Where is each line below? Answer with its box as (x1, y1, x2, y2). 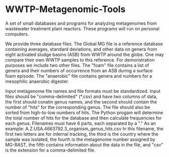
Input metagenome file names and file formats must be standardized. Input (5, 88, 160, 94)
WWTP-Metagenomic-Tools (5, 4, 126, 15)
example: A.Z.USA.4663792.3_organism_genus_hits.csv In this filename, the (5, 125, 164, 132)
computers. (5, 31, 29, 37)
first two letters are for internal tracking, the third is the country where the (5, 131, 158, 137)
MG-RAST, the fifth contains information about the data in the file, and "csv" (5, 141, 163, 147)
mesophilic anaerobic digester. (5, 78, 69, 84)
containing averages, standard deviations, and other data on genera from (5, 46, 157, 52)
